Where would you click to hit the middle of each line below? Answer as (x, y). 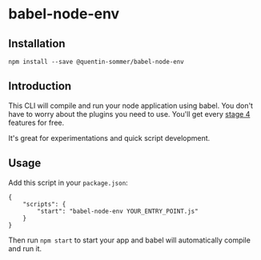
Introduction (40, 86)
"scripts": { (44, 204)
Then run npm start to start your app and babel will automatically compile (129, 240)
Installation (37, 44)
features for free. (36, 122)
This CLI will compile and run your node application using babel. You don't (131, 106)
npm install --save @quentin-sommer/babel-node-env (96, 62)
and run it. (25, 248)
